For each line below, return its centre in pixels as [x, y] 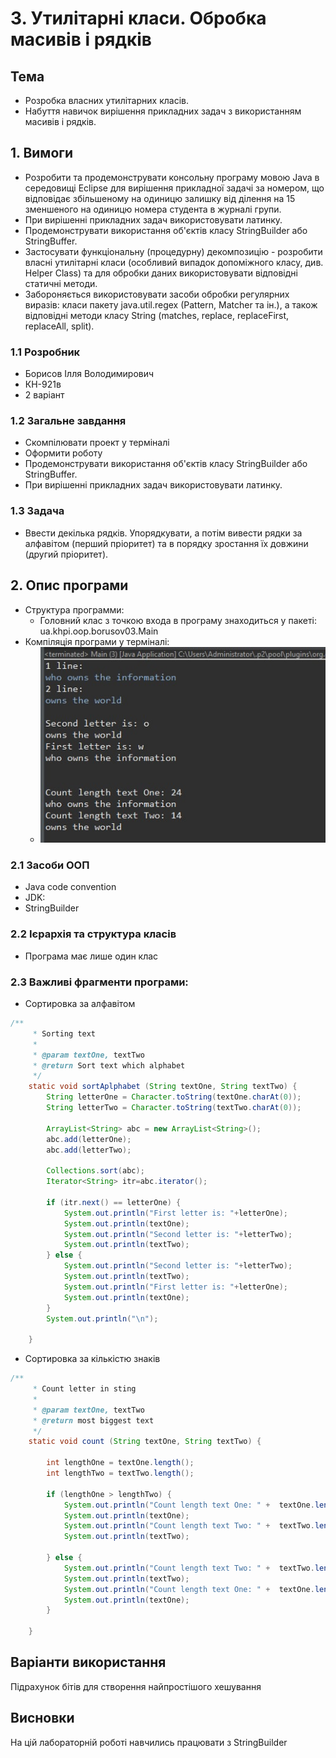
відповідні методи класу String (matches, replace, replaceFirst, [157, 315]
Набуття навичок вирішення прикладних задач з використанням [163, 111]
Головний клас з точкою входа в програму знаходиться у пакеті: [178, 620]
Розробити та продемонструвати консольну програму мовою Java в [172, 177]
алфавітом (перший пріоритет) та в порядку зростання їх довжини [166, 543]
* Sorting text [64, 1033]
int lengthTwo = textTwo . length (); [120, 1473]
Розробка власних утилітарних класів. [106, 100]
